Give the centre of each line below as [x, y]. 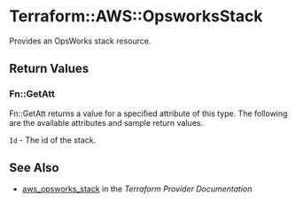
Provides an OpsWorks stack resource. [80, 41]
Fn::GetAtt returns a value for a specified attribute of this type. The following [148, 113]
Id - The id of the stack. [53, 140]
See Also [34, 168]
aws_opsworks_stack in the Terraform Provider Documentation [137, 189]
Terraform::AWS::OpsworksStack [136, 16]
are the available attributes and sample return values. [106, 122]
